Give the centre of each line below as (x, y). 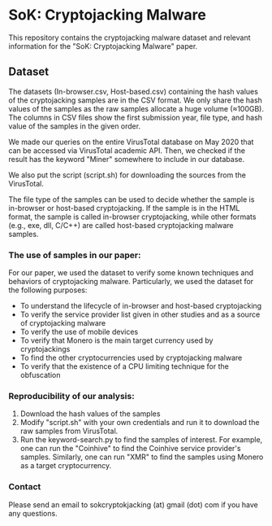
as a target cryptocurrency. (66, 466)
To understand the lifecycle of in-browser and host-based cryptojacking (141, 306)
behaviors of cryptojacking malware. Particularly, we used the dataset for (131, 282)
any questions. (33, 513)
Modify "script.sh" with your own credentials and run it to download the (140, 423)
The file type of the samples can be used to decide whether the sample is (132, 199)
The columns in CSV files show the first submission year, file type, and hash (135, 117)
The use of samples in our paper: (75, 255)
